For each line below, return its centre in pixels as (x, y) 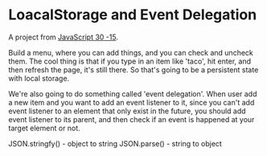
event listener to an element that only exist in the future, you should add (127, 111)
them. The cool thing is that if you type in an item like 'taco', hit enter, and (130, 61)
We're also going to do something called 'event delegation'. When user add (133, 93)
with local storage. (39, 78)
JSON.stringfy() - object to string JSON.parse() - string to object (115, 143)
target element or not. (44, 128)
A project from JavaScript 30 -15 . (64, 37)
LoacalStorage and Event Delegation (133, 15)
